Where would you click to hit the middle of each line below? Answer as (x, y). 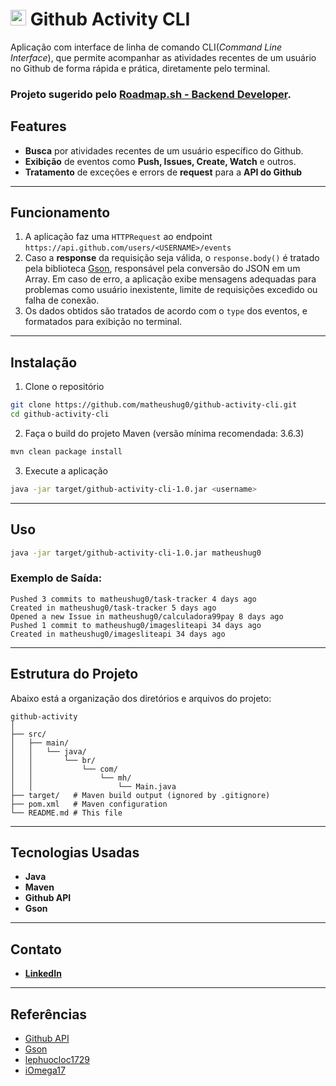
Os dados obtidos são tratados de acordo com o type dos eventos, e (166, 311)
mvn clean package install (66, 452)
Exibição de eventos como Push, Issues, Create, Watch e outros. (160, 161)
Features (38, 126)
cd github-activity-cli (60, 414)
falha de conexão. (62, 300)
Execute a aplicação (66, 470)
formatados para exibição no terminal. (103, 322)
